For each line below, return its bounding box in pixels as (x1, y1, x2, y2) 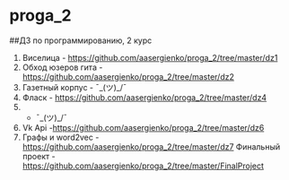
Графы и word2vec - (22, 132, 100, 142)
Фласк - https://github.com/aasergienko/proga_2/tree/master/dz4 (22, 91, 267, 103)
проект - (22, 150, 56, 161)
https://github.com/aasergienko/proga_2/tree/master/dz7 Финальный (22, 141, 281, 152)
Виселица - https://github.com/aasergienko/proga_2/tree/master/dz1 (22, 52, 278, 63)
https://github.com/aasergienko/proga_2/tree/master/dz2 (22, 71, 235, 81)
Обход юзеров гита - (22, 62, 103, 73)
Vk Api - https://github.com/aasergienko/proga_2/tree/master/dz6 (22, 122, 265, 133)
